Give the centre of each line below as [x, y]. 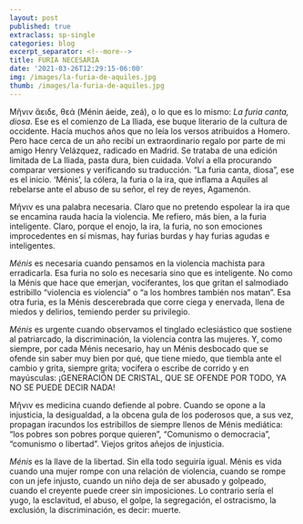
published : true [40, 26]
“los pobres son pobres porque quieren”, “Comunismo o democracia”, [140, 434]
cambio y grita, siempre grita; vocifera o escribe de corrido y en [129, 368]
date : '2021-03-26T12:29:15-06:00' [77, 69]
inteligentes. [33, 245]
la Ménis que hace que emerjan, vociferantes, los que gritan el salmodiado [149, 283]
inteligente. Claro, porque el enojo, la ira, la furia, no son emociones [136, 226]
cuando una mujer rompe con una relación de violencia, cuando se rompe [148, 471]
